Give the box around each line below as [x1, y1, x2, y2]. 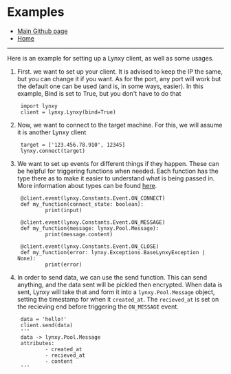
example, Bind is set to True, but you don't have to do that [16, 89, 181, 97]
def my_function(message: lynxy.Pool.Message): [20, 225, 159, 231]
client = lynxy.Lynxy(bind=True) [20, 108, 116, 116]
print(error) [45, 261, 82, 268]
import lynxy [20, 103, 58, 110]
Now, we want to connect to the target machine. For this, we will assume [16, 121, 223, 129]
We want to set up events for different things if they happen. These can [16, 159, 219, 167]
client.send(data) [20, 322, 74, 329]
